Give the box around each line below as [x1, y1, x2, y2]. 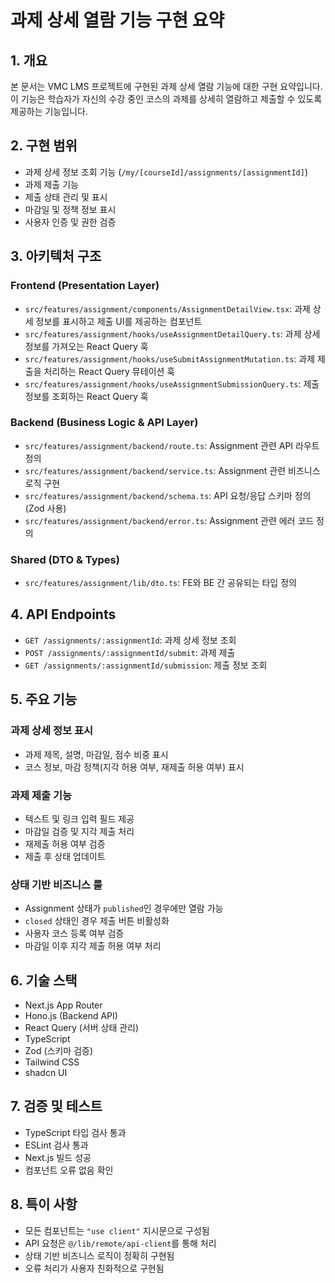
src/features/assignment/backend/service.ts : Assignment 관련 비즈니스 [24, 464, 321, 476]
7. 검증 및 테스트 [10, 1098, 103, 1115]
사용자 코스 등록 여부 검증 [24, 927, 125, 940]
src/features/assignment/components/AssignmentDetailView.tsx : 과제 [24, 302, 311, 315]
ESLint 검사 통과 [24, 1139, 89, 1151]
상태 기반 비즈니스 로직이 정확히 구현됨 [24, 1249, 175, 1261]
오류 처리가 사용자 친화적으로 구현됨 [24, 1262, 165, 1274]
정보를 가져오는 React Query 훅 [24, 340, 149, 352]
